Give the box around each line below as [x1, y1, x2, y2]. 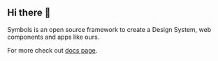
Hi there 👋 [7, 7, 51, 19]
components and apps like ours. [7, 33, 100, 41]
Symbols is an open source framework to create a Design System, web [7, 25, 212, 33]
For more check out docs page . [7, 46, 98, 54]
